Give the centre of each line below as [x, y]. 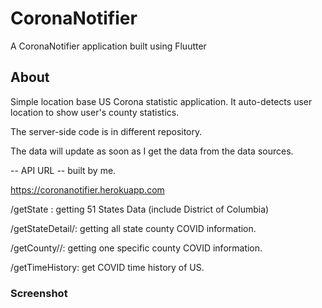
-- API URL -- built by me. [63, 170]
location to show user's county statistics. [95, 112]
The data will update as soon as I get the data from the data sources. [152, 151]
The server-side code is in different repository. [106, 131]
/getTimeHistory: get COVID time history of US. [107, 267]
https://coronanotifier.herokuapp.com [87, 189]
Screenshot [39, 293]
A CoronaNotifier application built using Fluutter [108, 46]
